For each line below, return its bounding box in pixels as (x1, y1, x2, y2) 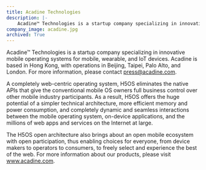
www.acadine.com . (6, 157, 55, 164)
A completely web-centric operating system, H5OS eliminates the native (6, 80, 189, 88)
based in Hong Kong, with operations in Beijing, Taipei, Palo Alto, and (6, 62, 181, 69)
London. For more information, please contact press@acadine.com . (6, 68, 177, 75)
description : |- (6, 15, 48, 21)
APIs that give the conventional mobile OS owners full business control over (6, 87, 198, 94)
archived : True (6, 32, 45, 38)
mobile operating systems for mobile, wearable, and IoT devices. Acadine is (6, 55, 197, 63)
